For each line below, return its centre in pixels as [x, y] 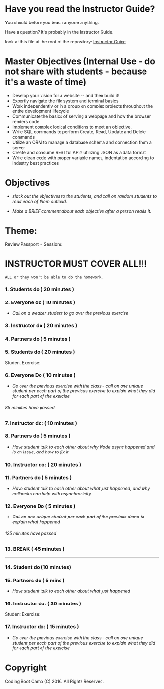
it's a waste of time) [46, 82]
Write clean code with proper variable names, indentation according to [83, 158]
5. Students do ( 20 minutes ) [40, 352]
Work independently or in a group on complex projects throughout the [82, 106]
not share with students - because [76, 72]
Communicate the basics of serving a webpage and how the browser [82, 116]
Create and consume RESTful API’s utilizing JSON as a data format [79, 152]
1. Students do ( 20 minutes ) [40, 289]
